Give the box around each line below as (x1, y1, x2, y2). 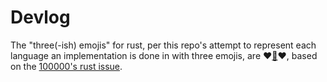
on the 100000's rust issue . (10, 60, 123, 72)
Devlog (10, 6, 71, 29)
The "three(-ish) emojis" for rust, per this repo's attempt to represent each (10, 39, 317, 51)
